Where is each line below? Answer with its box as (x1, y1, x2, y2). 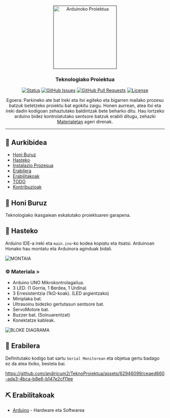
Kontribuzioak (12, 184, 42, 190)
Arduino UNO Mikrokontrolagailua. (12, 280, 84, 286)
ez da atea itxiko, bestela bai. (5, 360, 66, 366)
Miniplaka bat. (12, 296, 42, 302)
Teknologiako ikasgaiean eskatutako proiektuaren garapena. (5, 212, 131, 218)
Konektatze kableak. (12, 317, 56, 323)
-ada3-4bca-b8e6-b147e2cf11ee (5, 375, 73, 382)
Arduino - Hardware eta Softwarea (12, 407, 85, 413)
